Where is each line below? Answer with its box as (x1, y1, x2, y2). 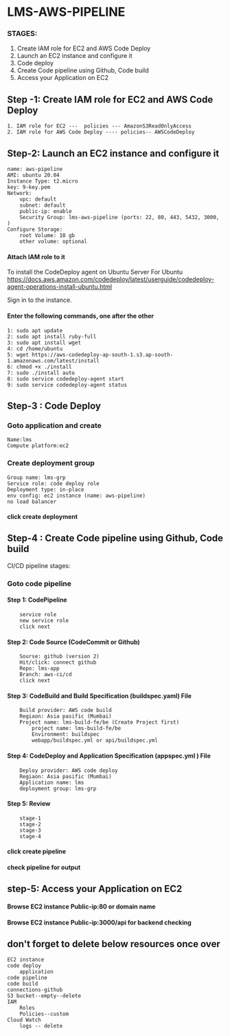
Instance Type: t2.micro (7, 178, 78, 185)
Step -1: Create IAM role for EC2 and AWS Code (7, 94, 214, 105)
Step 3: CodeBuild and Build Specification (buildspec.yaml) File (7, 691, 192, 700)
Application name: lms (19, 779, 84, 786)
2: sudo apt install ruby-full (7, 333, 97, 340)
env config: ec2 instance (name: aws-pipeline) (7, 492, 146, 499)
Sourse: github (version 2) (19, 653, 100, 660)
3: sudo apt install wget (7, 339, 81, 346)
